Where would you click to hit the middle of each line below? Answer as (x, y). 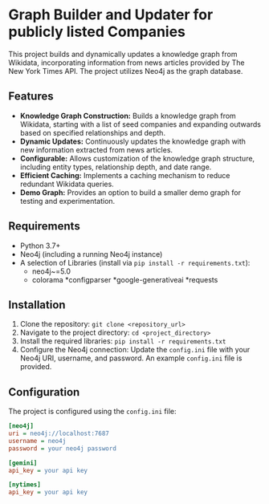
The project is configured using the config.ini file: (92, 412)
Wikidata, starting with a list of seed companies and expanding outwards (140, 124)
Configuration (44, 392)
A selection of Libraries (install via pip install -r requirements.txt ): (135, 262)
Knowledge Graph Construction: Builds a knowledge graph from (128, 116)
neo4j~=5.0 (51, 271)
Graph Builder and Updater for (111, 15)
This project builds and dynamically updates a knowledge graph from (123, 54)
